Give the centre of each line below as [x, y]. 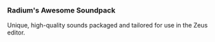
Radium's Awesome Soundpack [61, 10]
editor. [16, 32]
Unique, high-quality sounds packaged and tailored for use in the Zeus [107, 25]
